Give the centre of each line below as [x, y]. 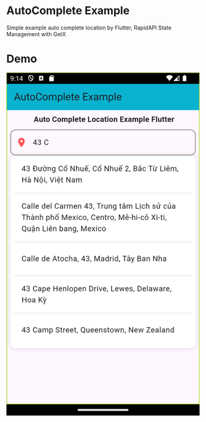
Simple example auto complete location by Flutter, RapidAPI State [89, 28]
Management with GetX [36, 34]
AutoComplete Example [68, 11]
